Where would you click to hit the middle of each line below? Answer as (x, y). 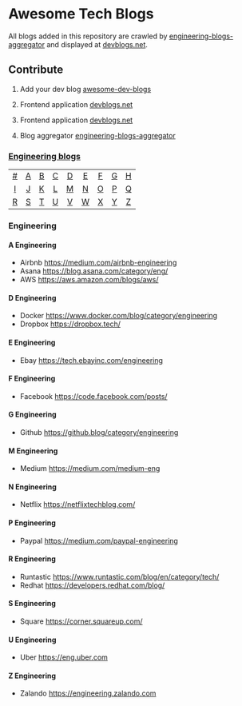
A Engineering (33, 245)
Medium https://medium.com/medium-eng (90, 469)
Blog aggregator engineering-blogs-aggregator (97, 135)
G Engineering (33, 415)
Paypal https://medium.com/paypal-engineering (99, 540)
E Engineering (32, 342)
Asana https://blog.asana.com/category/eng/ (94, 271)
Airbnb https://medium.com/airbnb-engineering (98, 263)
